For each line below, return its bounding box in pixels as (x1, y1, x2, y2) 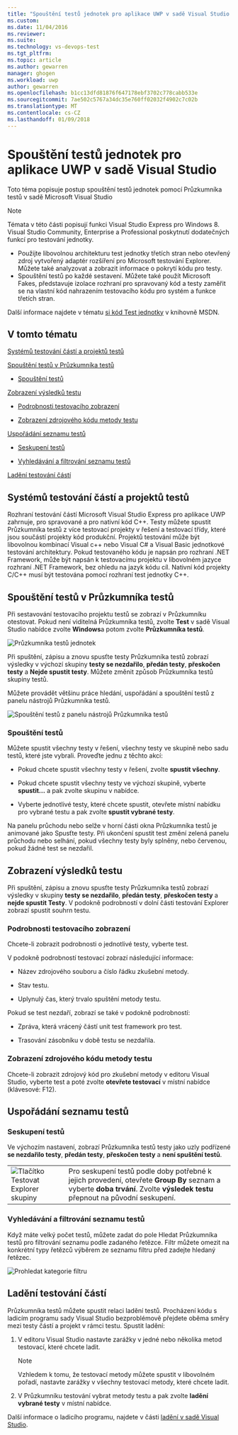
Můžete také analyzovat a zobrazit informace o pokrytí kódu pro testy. (17, 264, 222, 272)
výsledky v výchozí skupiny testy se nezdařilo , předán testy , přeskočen (7, 660, 221, 668)
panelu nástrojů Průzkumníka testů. (7, 697, 111, 704)
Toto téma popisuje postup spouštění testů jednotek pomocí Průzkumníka (7, 185, 222, 194)
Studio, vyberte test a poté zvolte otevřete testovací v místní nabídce (7, 1077, 210, 1086)
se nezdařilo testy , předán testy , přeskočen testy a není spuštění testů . (7, 1151, 222, 1159)
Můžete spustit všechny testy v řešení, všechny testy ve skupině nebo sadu (7, 744, 229, 753)
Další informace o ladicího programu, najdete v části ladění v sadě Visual (7, 1412, 220, 1421)
